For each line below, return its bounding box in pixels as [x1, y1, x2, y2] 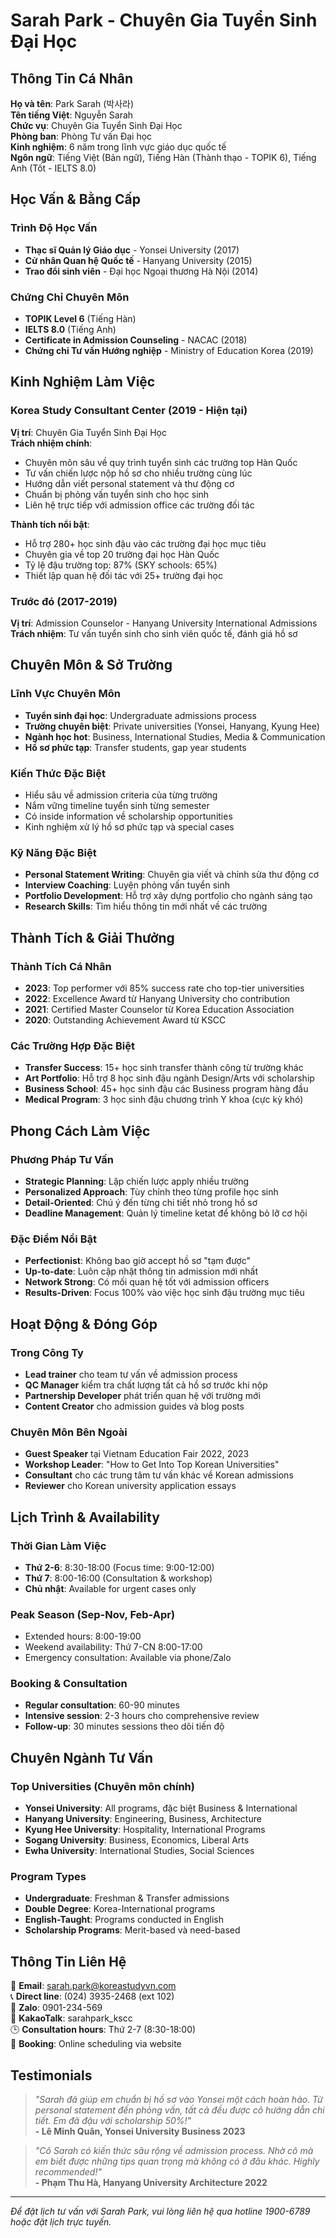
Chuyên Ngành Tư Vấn [10, 1749, 154, 1766]
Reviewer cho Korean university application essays [24, 1480, 237, 1492]
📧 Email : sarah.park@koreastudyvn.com [10, 1980, 177, 1992]
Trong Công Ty [10, 1345, 84, 1359]
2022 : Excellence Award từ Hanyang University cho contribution [24, 992, 291, 1004]
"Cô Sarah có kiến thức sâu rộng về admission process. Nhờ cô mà [34, 2145, 314, 2157]
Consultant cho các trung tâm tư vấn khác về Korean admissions [24, 1469, 294, 1481]
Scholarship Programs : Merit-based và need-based [24, 1924, 241, 1936]
